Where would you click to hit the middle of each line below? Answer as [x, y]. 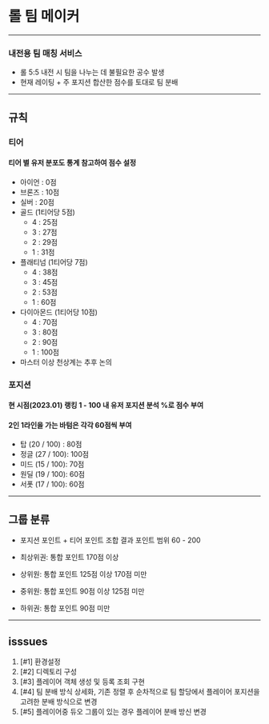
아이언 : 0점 [38, 182]
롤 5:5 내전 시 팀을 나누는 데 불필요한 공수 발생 [92, 72]
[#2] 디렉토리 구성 [48, 672]
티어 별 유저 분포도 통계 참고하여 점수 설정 [72, 163]
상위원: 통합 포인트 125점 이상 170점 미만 [83, 574]
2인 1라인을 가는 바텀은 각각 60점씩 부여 [70, 425]
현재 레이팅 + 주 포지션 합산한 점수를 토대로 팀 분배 [99, 82]
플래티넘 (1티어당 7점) [54, 262]
